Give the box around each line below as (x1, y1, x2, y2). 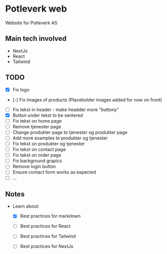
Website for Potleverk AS (5, 20, 58, 26)
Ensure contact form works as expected (12, 169, 96, 175)
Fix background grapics (12, 158, 62, 164)
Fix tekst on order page (12, 152, 62, 158)
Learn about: (12, 203, 39, 210)
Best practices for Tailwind (20, 233, 76, 239)
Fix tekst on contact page (12, 146, 66, 153)
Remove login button (12, 164, 56, 170)
